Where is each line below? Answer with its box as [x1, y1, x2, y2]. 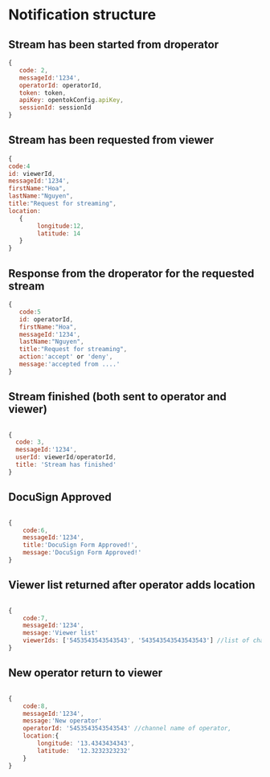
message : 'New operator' [22, 717, 103, 725]
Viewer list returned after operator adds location [8, 579, 256, 592]
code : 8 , [22, 701, 48, 710]
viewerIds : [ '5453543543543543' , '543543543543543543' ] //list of [22, 636, 250, 644]
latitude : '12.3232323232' [37, 746, 131, 755]
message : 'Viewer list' [22, 629, 99, 637]
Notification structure [8, 6, 157, 24]
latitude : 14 [37, 229, 81, 238]
